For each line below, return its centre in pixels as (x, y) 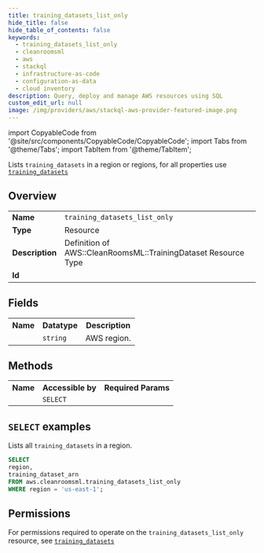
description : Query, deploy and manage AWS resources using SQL (115, 96)
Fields (24, 303)
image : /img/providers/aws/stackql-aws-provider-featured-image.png (123, 111)
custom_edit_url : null (45, 103)
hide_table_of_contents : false (59, 30)
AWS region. (108, 338)
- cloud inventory (46, 88)
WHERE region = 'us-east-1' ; (56, 489)
